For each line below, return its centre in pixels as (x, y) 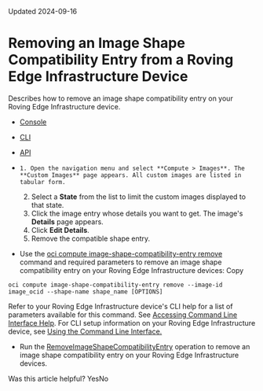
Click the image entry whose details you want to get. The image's (137, 213)
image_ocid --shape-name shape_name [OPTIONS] (86, 291)
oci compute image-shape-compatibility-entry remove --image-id (115, 285)
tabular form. (42, 182)
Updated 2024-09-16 (43, 11)
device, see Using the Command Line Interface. (85, 331)
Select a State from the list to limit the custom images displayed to (138, 197)
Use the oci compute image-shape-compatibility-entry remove (121, 253)
